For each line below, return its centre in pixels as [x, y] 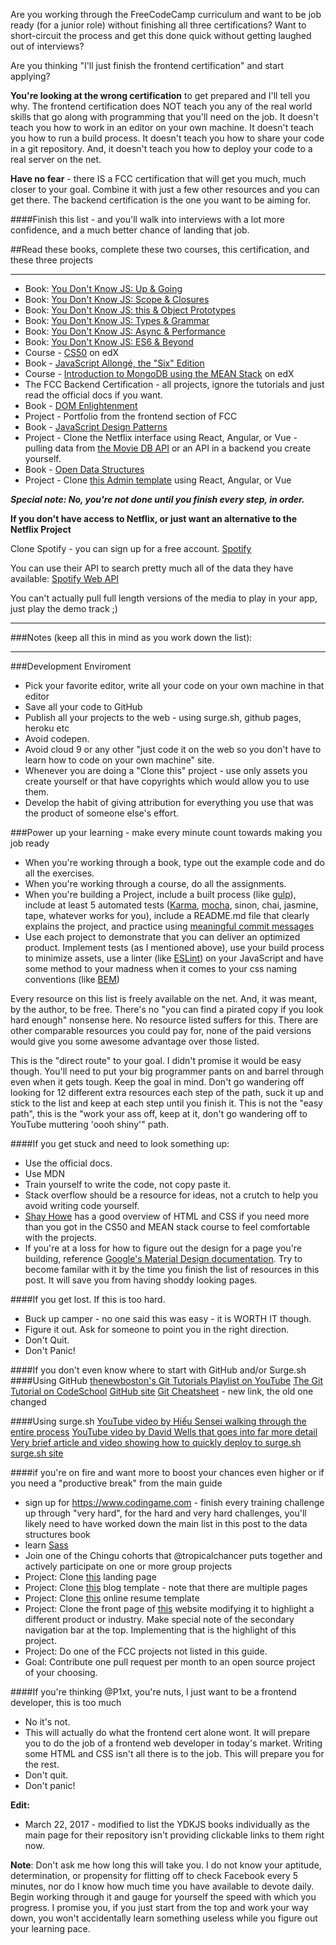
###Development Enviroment [71, 666]
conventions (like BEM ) [72, 979]
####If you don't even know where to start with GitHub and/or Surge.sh [158, 1370]
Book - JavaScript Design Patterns [96, 427]
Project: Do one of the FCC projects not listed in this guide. [146, 1651]
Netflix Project [41, 529]
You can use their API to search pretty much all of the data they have [152, 568]
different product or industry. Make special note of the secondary [159, 1619]
